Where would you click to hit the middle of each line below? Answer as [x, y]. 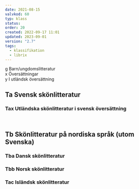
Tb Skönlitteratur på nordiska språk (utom [70, 135]
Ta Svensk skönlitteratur [43, 94]
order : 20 [15, 28]
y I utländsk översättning [30, 79]
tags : [10, 46]
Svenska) [20, 142]
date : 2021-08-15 [23, 10]
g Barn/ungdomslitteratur [30, 69]
